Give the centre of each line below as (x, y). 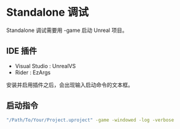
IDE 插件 (22, 51)
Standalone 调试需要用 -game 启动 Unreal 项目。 (67, 30)
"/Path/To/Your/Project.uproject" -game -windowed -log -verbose (90, 120)
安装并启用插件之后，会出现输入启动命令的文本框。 (70, 84)
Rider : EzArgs (33, 72)
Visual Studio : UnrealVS (45, 66)
